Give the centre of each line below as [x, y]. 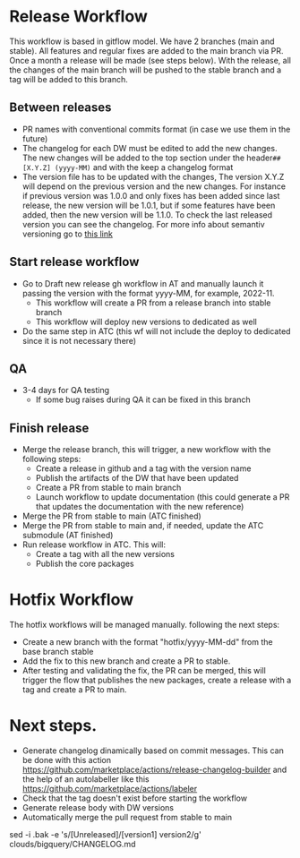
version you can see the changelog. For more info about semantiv [144, 224]
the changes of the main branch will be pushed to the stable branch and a [146, 70]
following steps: [51, 459]
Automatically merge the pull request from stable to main [127, 818]
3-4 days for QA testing [66, 390]
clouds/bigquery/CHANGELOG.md [73, 845]
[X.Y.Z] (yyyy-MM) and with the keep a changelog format [128, 167]
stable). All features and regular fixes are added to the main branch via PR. [146, 50]
